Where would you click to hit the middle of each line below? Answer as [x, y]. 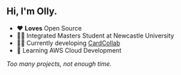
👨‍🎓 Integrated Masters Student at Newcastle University [95, 35]
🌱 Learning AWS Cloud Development [69, 50]
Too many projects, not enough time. [59, 64]
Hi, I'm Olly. [32, 11]
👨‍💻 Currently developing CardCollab [68, 43]
